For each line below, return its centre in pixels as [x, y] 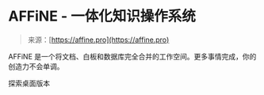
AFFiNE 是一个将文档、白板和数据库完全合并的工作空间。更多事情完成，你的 [132, 56]
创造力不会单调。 [36, 66]
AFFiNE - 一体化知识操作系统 [102, 16]
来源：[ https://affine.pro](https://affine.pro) [98, 40]
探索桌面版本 [29, 83]
